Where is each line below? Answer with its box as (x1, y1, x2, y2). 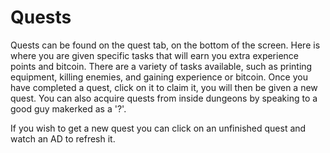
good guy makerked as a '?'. (10, 102, 127, 115)
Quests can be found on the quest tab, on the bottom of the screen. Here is (10, 39, 321, 51)
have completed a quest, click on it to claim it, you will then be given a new (10, 81, 318, 93)
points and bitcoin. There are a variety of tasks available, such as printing (10, 60, 313, 72)
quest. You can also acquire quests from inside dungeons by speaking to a (10, 92, 318, 104)
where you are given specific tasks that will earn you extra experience (10, 49, 300, 61)
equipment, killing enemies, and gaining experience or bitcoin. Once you (10, 71, 308, 83)
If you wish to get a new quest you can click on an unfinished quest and (10, 122, 307, 134)
